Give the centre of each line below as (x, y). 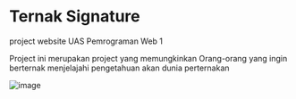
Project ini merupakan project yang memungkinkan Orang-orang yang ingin (148, 58)
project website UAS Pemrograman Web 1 (86, 41)
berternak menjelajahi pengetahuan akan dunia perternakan (119, 68)
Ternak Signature (75, 16)
